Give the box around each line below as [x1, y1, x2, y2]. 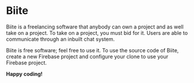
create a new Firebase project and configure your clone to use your [6, 53, 168, 60]
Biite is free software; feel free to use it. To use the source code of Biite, [6, 46, 179, 53]
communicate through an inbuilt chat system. [6, 35, 115, 42]
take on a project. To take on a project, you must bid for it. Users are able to [6, 29, 188, 36]
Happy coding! [6, 70, 43, 77]
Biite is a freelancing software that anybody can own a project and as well [6, 23, 184, 30]
